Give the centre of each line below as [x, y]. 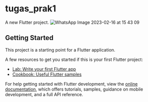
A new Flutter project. [27, 22]
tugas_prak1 [31, 9]
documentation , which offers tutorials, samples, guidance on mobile [74, 89]
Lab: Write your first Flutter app [44, 69]
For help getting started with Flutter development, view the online [72, 84]
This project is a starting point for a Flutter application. [60, 50]
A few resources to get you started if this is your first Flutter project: [74, 59]
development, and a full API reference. [44, 94]
